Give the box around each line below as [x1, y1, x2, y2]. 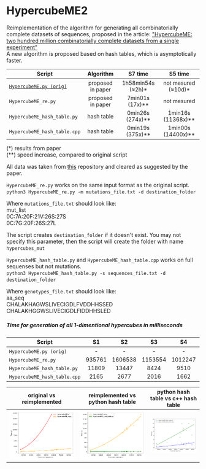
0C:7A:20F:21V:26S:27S [6, 212, 66, 220]
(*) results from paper [6, 144, 61, 152]
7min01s [126, 94, 150, 101]
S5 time [169, 70, 189, 77]
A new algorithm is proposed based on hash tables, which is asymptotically [6, 50, 197, 57]
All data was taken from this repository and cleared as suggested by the [6, 163, 188, 170]
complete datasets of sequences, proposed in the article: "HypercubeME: [6, 30, 193, 37]
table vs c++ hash [150, 395, 197, 402]
